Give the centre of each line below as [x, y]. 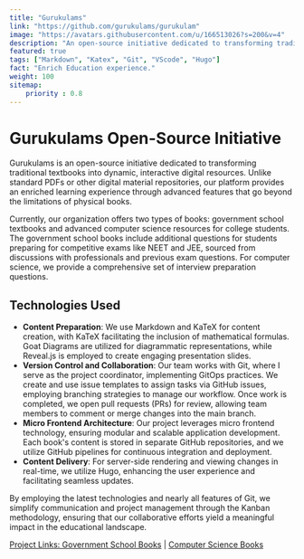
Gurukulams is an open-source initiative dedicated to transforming [133, 163]
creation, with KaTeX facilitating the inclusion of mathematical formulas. [156, 336]
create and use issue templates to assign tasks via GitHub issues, [144, 384]
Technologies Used [65, 305]
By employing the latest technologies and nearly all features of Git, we [140, 498]
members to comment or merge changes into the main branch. [139, 413]
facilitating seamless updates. [78, 481]
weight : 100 [32, 77]
